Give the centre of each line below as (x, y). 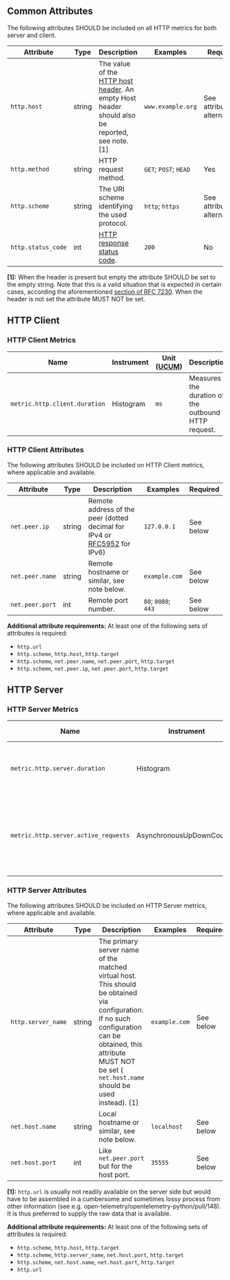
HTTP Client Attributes (46, 450)
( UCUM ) (169, 366)
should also (117, 115)
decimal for (106, 526)
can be (110, 1036)
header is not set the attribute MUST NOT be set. (76, 299)
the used (113, 214)
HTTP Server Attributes (47, 890)
